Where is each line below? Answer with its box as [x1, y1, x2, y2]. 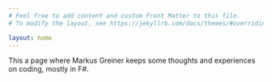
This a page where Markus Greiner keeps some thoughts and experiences [8, 55, 256, 65]
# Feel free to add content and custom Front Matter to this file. [8, 11, 241, 20]
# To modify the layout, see [8, 19, 107, 27]
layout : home [8, 34, 53, 42]
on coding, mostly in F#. [8, 64, 89, 74]
